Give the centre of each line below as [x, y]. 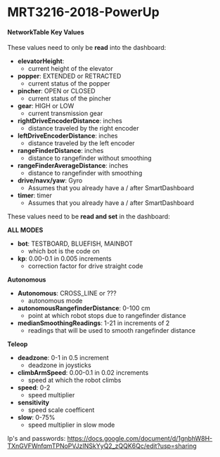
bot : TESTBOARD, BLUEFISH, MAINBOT [75, 244]
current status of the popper [69, 84]
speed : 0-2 [34, 388]
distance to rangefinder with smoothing [85, 173]
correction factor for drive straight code [85, 266]
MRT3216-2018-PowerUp [83, 12]
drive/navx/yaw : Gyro [50, 180]
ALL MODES [25, 230]
